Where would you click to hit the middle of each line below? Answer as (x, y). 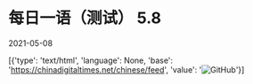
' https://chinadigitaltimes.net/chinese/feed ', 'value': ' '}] (126, 69)
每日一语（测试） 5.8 (85, 18)
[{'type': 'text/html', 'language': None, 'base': (91, 60)
